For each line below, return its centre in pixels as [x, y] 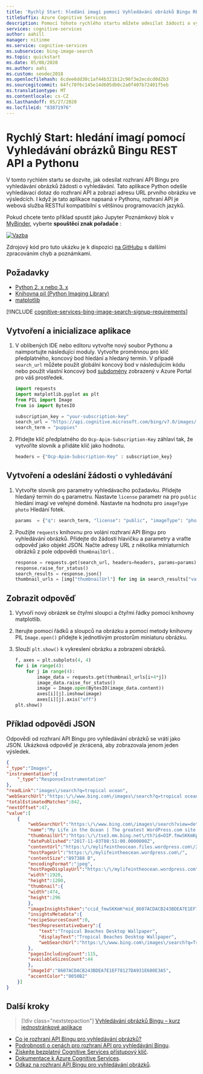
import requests [35, 389]
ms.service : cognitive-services [47, 46]
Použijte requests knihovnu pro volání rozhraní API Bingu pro [90, 532]
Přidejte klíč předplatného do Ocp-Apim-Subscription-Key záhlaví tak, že [104, 439]
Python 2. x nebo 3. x [41, 287]
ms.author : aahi [27, 68]
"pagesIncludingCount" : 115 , [63, 954]
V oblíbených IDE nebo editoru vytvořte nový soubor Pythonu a [94, 345]
